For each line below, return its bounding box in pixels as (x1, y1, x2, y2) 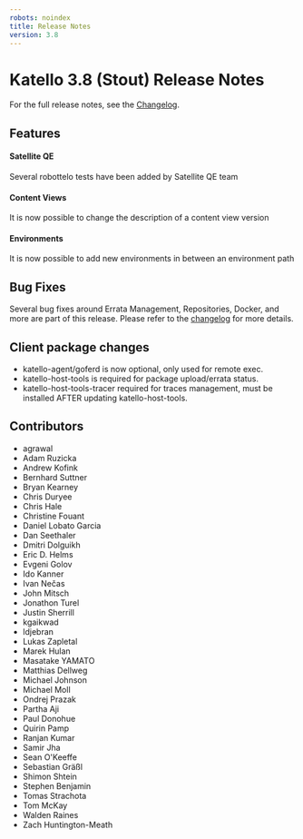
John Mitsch (22, 587, 70, 598)
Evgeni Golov (22, 558, 73, 569)
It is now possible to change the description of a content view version (9, 212, 269, 223)
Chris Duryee (22, 491, 73, 502)
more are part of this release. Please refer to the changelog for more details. (9, 313, 294, 324)
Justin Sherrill (22, 607, 75, 617)
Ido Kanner (22, 568, 64, 579)
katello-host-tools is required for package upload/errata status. (22, 373, 259, 384)
